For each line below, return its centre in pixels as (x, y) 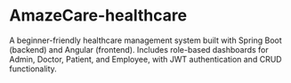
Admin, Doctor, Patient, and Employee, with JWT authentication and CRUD (145, 59)
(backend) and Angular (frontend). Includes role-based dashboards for (139, 49)
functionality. (33, 69)
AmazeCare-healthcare (98, 16)
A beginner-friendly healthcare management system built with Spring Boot (145, 40)
